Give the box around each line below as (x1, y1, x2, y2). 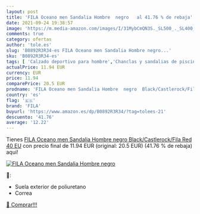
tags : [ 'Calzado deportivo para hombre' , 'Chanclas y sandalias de (6, 58, 177, 64)
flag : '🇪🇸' (6, 97, 36, 103)
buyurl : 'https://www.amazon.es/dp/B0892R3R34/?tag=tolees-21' (6, 108, 167, 114)
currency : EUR (6, 70, 42, 76)
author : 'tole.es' (6, 42, 52, 48)
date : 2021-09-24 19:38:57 (6, 20, 73, 26)
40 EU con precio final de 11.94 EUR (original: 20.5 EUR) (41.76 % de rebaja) (6, 142, 192, 150)
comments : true (6, 31, 44, 37)
